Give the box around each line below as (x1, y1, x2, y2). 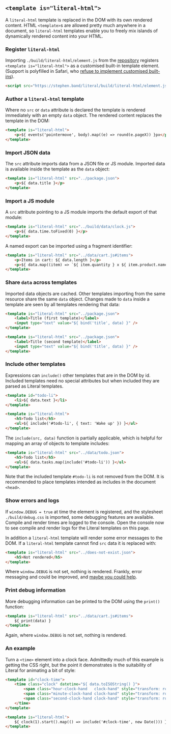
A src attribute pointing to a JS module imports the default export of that (5, 209, 157, 215)
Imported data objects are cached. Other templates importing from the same (5, 290, 165, 297)
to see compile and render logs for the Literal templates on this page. (5, 524, 150, 531)
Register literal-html (5, 46, 60, 53)
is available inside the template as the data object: (5, 166, 110, 172)
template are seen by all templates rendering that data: (5, 301, 120, 307)
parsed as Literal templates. (5, 383, 64, 389)
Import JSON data (5, 149, 51, 156)
